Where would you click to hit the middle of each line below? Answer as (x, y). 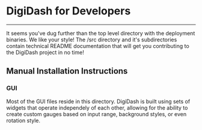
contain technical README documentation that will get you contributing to (98, 46)
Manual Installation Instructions (67, 71)
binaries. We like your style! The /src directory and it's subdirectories (92, 40)
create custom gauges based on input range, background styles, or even (96, 114)
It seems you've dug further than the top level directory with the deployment (101, 33)
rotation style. (23, 120)
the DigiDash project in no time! (45, 52)
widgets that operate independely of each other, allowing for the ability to (97, 108)
